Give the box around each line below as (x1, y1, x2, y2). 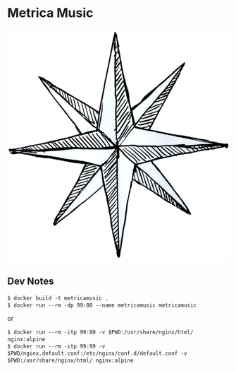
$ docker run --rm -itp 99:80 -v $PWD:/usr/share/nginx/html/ (7, 329, 194, 336)
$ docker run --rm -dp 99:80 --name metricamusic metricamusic (7, 302, 197, 309)
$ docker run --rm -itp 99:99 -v (7, 343, 106, 351)
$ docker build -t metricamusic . (7, 295, 109, 302)
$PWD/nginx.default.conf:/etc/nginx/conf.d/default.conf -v (7, 350, 188, 358)
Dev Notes (7, 275, 54, 287)
